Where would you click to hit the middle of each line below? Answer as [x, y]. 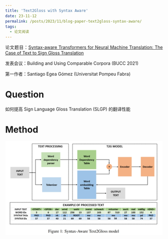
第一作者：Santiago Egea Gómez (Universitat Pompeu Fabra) [68, 74]
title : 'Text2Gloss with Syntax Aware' [47, 11]
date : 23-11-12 [21, 16]
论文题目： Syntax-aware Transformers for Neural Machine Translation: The [84, 47]
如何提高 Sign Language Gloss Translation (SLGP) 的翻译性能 [68, 109]
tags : [11, 27]
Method [22, 130]
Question [24, 95]
